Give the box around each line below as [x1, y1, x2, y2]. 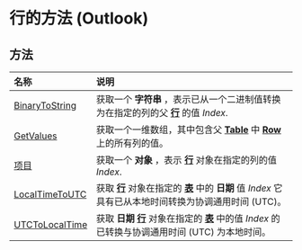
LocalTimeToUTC [13, 188, 87, 201]
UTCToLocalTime [13, 219, 88, 230]
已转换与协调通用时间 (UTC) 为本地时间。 [95, 226, 271, 238]
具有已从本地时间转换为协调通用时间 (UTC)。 [95, 195, 287, 208]
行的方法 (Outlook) [9, 8, 149, 29]
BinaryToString [13, 100, 76, 112]
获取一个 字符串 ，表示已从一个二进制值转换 [95, 94, 281, 105]
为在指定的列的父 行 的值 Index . [95, 107, 228, 119]
